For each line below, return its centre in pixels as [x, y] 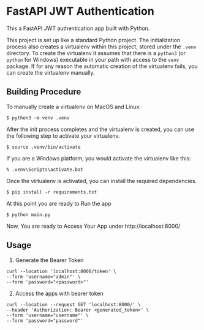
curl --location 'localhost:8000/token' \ [61, 271]
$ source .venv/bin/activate [43, 147]
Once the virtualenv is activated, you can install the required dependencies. [102, 181]
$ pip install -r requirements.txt [52, 192]
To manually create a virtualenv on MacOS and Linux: [74, 107]
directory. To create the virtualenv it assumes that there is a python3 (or [96, 53]
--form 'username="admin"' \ [43, 277]
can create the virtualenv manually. [51, 72]
